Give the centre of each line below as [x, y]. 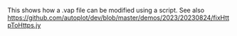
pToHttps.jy [24, 25]
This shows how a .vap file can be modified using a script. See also [106, 10]
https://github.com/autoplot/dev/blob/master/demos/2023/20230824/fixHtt [118, 18]
